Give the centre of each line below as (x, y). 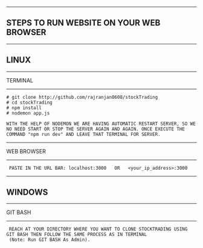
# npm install (24, 108)
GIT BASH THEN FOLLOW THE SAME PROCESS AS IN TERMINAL (77, 235)
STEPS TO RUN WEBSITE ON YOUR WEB (83, 23)
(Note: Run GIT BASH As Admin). (50, 240)
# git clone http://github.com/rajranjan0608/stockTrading (82, 97)
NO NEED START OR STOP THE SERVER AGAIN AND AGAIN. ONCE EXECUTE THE (96, 129)
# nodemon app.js (28, 113)
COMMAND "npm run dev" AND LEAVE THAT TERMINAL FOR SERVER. (84, 134)
